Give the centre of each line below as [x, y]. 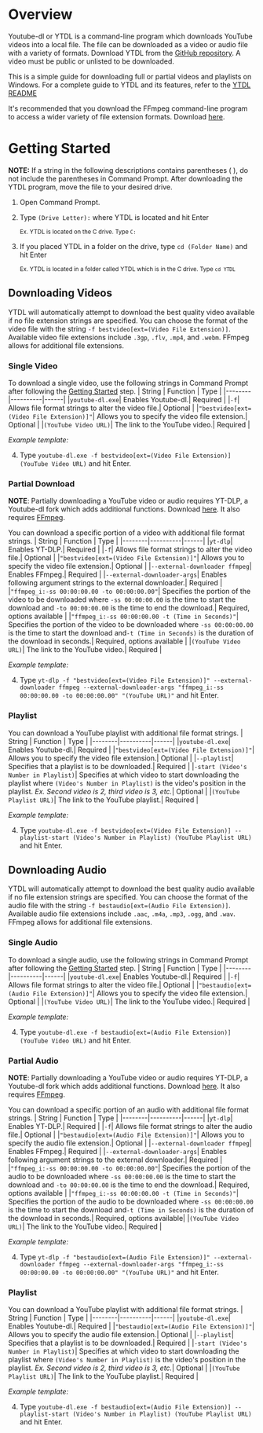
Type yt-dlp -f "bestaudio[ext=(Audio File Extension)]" [115, 1257]
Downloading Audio [58, 870]
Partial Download [42, 483]
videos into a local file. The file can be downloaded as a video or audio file [128, 44]
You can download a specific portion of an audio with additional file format [129, 1109]
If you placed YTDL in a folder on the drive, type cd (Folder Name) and [133, 246]
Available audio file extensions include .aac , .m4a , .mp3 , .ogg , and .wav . [122, 914]
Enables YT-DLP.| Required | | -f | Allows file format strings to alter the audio [130, 1126]
